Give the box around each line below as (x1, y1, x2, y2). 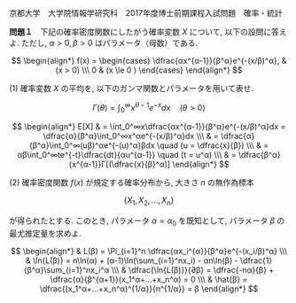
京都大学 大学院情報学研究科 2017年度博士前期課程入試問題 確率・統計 (9, 8, 283, 18)
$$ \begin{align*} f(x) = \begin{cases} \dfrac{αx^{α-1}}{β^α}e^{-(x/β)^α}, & (11, 56, 287, 66)
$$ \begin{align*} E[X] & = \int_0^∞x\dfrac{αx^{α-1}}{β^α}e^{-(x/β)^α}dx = (12, 121, 286, 132)
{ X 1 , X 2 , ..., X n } (123, 195, 175, 208)
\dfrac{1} (239, 255, 273, 266)
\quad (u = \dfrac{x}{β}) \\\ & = (156, 140, 269, 151)
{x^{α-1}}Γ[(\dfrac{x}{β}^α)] (68, 159, 171, 170)
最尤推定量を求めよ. (9, 229, 82, 239)
